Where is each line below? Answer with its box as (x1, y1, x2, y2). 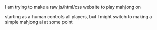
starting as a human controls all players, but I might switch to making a (5, 14, 152, 19)
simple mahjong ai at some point (5, 19, 73, 25)
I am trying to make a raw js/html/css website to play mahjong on (5, 4, 141, 10)
